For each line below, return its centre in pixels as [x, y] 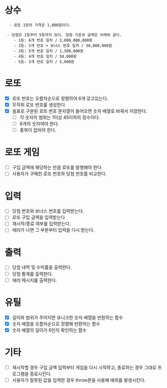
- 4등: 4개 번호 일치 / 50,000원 [45, 56]
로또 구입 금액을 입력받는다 [38, 218]
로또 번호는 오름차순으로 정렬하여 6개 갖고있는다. [60, 98]
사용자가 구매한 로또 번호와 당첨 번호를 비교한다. [59, 174]
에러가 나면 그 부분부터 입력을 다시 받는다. [53, 230]
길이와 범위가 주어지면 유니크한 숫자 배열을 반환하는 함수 [68, 317]
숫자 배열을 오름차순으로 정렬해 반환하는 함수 [56, 324]
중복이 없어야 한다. [38, 130]
